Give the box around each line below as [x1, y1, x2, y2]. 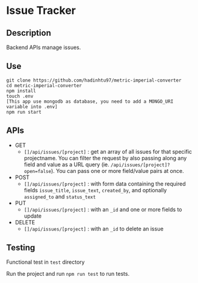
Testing [6, 242, 36, 253]
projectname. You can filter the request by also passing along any [23, 154, 187, 161]
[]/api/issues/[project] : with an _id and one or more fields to [23, 206, 182, 213]
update [23, 212, 42, 220]
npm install [6, 88, 36, 94]
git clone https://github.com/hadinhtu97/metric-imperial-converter [6, 77, 182, 83]
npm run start [6, 109, 42, 115]
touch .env [6, 93, 34, 99]
